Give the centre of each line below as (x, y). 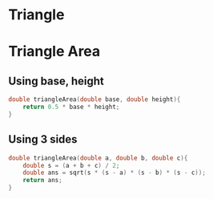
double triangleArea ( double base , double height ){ (94, 99)
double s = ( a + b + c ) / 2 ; (71, 165)
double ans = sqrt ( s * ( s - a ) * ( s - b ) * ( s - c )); (115, 173)
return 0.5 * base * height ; (71, 107)
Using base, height (56, 81)
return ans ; (42, 181)
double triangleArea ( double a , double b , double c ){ (98, 158)
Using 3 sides (43, 139)
